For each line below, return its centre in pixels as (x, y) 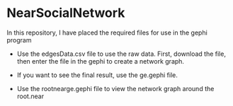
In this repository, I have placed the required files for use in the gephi (107, 33)
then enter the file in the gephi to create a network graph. (101, 61)
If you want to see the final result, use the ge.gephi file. (97, 75)
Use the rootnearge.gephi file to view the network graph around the (115, 88)
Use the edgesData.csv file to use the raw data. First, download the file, (121, 54)
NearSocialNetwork (66, 13)
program (19, 40)
